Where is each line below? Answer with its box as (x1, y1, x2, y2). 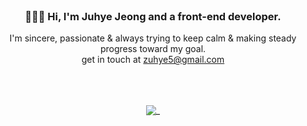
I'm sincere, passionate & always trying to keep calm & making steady (9, 32, 297, 44)
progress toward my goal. (99, 43, 207, 55)
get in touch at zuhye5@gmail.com (81, 54, 225, 66)
